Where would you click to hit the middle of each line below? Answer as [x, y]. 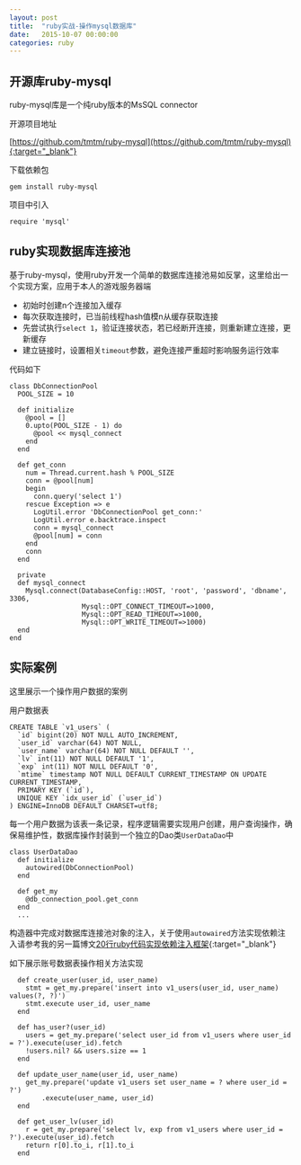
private [32, 575]
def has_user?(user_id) [62, 1027]
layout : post [34, 18]
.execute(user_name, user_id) [98, 1098]
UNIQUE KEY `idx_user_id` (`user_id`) [90, 798]
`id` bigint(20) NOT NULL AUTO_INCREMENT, [98, 735]
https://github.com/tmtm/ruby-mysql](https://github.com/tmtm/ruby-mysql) [152, 142]
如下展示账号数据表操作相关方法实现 [76, 963]
